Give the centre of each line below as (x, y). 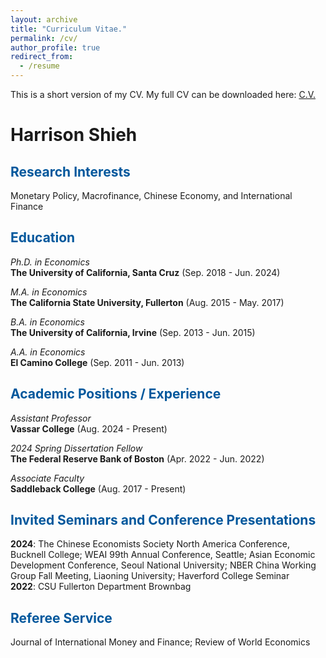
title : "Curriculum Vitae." (69, 29)
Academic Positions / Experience (116, 394)
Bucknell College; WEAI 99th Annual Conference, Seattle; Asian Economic (163, 555)
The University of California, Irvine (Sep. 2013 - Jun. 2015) (133, 332)
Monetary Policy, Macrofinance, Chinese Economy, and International (151, 195)
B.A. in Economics (47, 322)
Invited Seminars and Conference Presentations (163, 520)
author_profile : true (55, 47)
